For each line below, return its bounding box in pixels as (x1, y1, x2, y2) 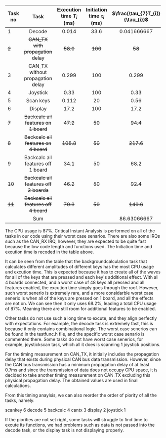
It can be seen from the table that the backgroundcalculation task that (5, 259, 147, 264)
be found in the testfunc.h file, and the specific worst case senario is (5, 331, 145, 337)
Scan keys (26, 97, 50, 104)
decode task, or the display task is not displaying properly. (5, 427, 124, 433)
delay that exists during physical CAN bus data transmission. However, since (5, 356, 161, 362)
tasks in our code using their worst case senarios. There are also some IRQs (5, 233, 161, 239)
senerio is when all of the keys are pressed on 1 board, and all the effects (5, 295, 154, 301)
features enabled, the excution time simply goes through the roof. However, (5, 285, 159, 291)
